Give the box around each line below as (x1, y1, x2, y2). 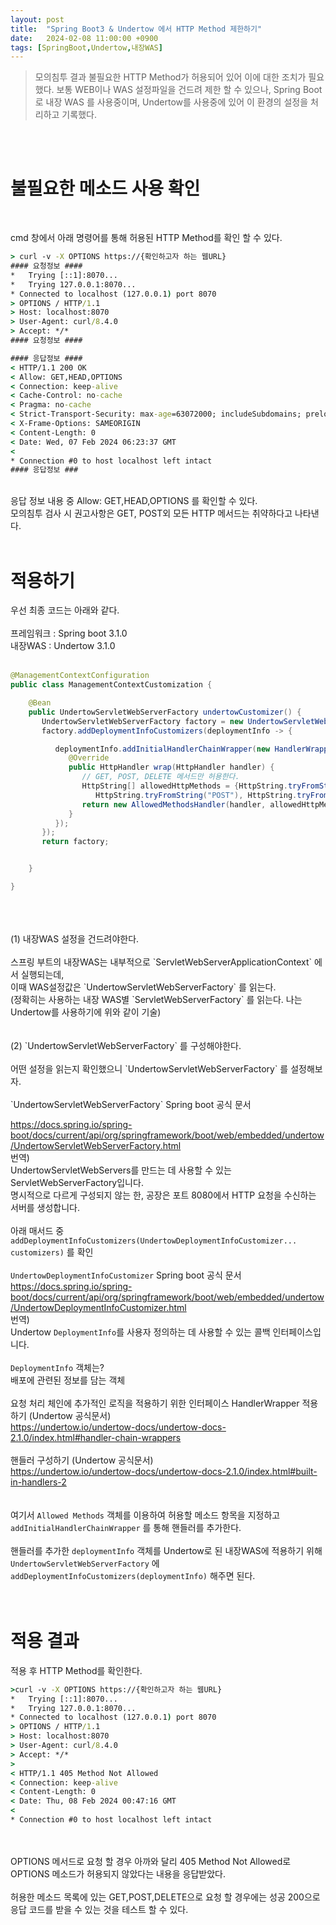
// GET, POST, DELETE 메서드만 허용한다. (81, 772, 240, 782)
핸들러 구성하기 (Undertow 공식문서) (10, 1454, 154, 1466)
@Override (68, 753, 110, 763)
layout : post (10, 14, 65, 25)
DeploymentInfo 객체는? (10, 1361, 105, 1373)
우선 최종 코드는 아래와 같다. (10, 604, 120, 616)
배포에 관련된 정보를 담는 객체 (10, 1374, 126, 1386)
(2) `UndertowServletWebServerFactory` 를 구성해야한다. (10, 1039, 242, 1051)
